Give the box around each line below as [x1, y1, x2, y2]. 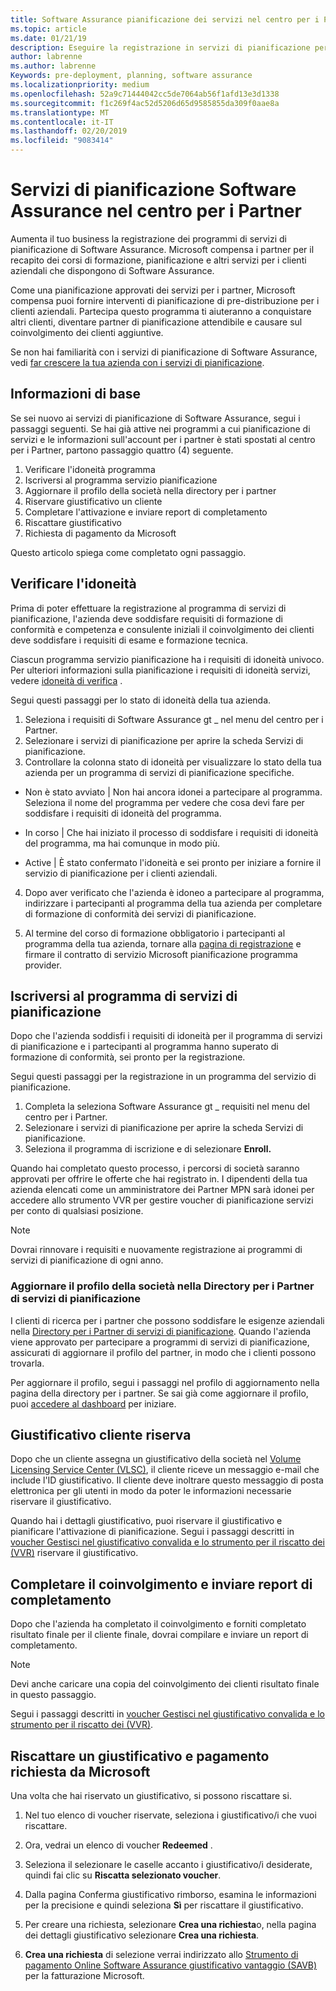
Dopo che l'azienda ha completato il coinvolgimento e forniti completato [10, 1618, 307, 1630]
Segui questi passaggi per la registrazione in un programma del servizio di [10, 1071, 317, 1083]
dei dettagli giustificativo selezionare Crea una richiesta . [24, 1929, 260, 1941]
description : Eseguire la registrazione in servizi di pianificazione [10, 42, 311, 53]
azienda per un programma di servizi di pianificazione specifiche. [24, 766, 295, 778]
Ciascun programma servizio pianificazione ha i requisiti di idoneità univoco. [10, 653, 325, 665]
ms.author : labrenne [10, 61, 97, 71]
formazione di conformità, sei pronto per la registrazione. [10, 1051, 246, 1063]
